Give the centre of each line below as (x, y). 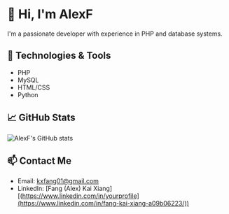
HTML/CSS (34, 87)
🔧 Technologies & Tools (59, 56)
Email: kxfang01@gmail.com (58, 181)
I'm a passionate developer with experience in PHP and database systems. (115, 34)
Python (28, 94)
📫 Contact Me (40, 160)
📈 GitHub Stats (41, 118)
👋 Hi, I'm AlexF (50, 14)
